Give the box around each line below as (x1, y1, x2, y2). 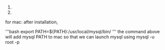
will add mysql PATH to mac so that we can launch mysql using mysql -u (5, 34, 154, 40)
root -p (5, 39, 20, 45)
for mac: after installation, (5, 19, 58, 25)
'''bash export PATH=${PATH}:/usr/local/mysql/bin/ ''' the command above (5, 29, 160, 34)
